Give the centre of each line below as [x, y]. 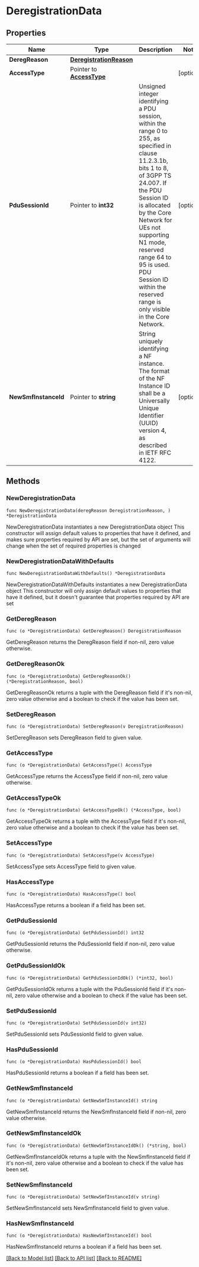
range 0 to [153, 131]
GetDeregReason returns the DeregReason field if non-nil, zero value [90, 642]
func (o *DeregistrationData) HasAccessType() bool [71, 894]
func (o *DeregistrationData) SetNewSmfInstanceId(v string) [83, 1197]
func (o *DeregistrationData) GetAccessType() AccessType [79, 765]
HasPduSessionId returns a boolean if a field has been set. [78, 1073]
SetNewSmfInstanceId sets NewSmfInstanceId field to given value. [88, 1208]
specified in [155, 146]
